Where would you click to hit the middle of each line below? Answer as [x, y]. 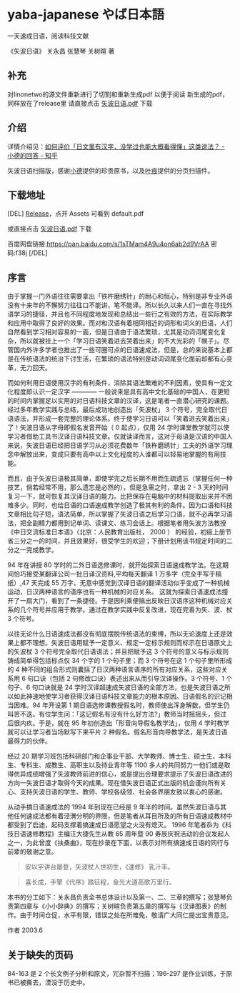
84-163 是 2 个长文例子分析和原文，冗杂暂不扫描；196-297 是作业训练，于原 [120, 973]
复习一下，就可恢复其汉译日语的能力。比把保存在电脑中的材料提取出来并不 [117, 496]
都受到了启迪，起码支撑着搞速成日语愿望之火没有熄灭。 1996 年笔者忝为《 [116, 825]
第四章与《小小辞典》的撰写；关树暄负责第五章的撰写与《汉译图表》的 [116, 906]
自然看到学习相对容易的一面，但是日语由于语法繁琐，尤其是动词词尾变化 [114, 332]
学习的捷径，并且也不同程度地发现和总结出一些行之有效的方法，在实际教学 [123, 314]
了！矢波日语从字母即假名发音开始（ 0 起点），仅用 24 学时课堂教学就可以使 [119, 428]
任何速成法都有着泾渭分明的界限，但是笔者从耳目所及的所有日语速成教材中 [123, 816]
